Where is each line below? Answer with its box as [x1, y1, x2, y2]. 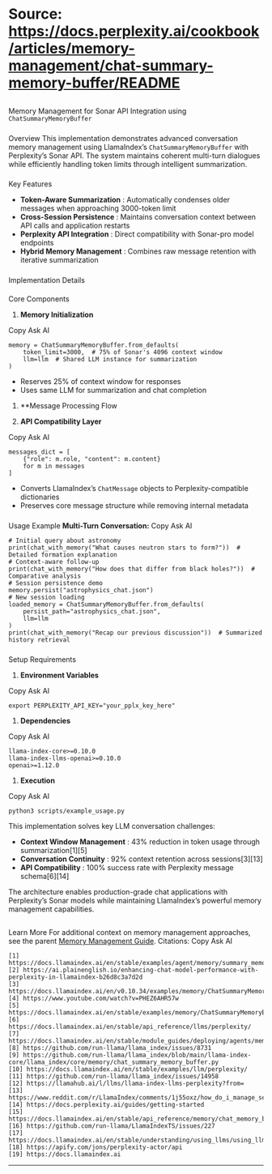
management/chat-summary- [8, 57, 214, 75]
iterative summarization [19, 255, 99, 265]
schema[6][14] [19, 871, 70, 881]
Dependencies [19, 715, 71, 725]
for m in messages [23, 462, 85, 470]
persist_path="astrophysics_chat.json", [23, 607, 161, 616]
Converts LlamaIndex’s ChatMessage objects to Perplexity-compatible [19, 483, 249, 493]
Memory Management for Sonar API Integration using [8, 106, 187, 116]
